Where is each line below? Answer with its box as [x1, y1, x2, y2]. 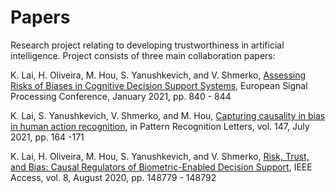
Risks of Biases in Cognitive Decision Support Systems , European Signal [10, 79, 308, 91]
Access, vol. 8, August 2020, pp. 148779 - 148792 [10, 171, 217, 183]
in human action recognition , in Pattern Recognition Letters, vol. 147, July [10, 120, 310, 132]
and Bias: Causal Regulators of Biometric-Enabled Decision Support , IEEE [10, 161, 313, 173]
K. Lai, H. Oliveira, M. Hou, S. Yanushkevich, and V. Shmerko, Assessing [10, 69, 307, 81]
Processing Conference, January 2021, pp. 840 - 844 [10, 90, 232, 102]
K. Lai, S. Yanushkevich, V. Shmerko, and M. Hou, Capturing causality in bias [10, 109, 326, 121]
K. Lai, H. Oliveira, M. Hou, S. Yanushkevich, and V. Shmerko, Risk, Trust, [10, 150, 310, 162]
